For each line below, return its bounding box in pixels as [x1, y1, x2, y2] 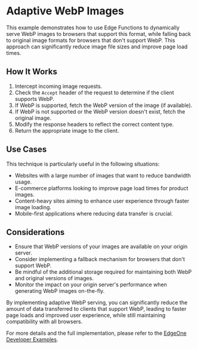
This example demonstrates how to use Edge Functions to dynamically [6, 24, 180, 31]
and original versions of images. [14, 275, 94, 282]
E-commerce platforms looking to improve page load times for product [14, 184, 189, 192]
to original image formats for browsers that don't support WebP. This [6, 36, 175, 44]
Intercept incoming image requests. [14, 82, 103, 90]
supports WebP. [14, 95, 55, 102]
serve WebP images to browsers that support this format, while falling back [6, 30, 191, 37]
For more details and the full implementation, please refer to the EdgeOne [6, 330, 187, 337]
